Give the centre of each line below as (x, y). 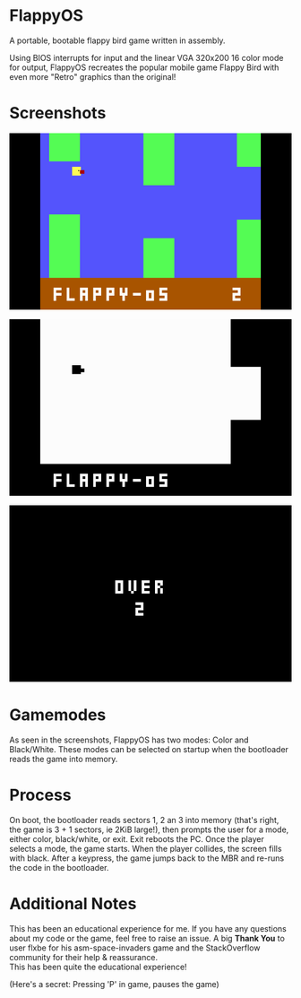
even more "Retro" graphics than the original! (93, 76)
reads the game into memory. (64, 759)
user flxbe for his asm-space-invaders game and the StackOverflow (135, 948)
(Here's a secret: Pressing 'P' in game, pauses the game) (114, 984)
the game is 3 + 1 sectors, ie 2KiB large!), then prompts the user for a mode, (149, 829)
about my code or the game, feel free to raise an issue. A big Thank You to (147, 938)
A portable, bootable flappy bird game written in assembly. (117, 40)
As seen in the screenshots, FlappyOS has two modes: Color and (129, 740)
